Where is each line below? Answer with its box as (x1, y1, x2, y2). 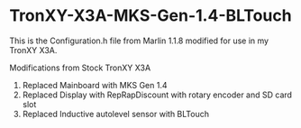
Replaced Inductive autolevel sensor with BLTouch (22, 108, 210, 119)
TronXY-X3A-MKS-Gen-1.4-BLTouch (9, 5, 292, 26)
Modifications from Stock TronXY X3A (9, 62, 151, 73)
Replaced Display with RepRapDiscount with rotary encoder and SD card (22, 89, 293, 100)
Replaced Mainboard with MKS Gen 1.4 (22, 79, 169, 90)
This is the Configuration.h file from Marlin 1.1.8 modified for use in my (9, 35, 269, 46)
